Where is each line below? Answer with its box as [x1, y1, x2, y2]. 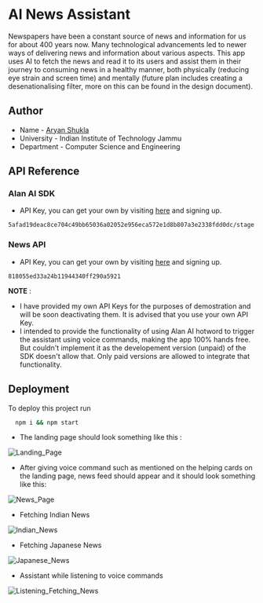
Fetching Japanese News [19, 540, 102, 550]
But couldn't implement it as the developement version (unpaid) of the [19, 343, 247, 353]
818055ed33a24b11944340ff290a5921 [8, 272, 122, 280]
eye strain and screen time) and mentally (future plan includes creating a [8, 73, 243, 82]
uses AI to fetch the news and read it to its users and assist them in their [8, 57, 242, 66]
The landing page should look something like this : [19, 433, 182, 442]
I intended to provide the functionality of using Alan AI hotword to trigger [19, 326, 255, 335]
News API [8, 239, 46, 250]
